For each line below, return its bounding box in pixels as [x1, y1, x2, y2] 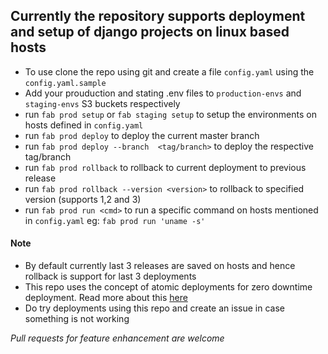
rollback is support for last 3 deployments [24, 270, 197, 283]
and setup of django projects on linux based [10, 24, 290, 41]
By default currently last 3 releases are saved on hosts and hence [24, 260, 296, 272]
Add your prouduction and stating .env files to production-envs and [24, 87, 302, 99]
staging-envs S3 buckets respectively [24, 97, 181, 109]
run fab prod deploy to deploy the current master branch [24, 129, 260, 141]
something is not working [24, 313, 130, 325]
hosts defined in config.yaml [24, 119, 144, 131]
